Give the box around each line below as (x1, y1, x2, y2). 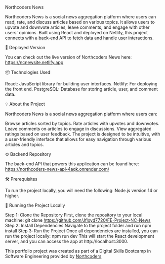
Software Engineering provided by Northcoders (5, 253, 102, 259)
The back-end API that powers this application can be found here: (5, 161, 139, 167)
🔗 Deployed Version (5, 45, 45, 50)
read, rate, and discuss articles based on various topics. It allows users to (5, 19, 155, 25)
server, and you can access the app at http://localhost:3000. (5, 238, 128, 244)
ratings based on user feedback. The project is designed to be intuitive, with (5, 131, 161, 137)
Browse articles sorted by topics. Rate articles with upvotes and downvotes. (5, 121, 160, 126)
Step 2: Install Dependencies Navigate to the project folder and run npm (5, 223, 152, 228)
